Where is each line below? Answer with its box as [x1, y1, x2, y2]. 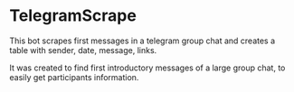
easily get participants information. [9, 71, 139, 82]
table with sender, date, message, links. [9, 44, 157, 55]
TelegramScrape [9, 5, 138, 26]
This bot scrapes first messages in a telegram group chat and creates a [9, 35, 276, 46]
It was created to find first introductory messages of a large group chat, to [9, 62, 286, 73]
